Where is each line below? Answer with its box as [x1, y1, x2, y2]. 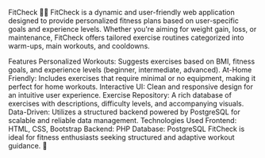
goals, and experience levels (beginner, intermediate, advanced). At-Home [8, 65, 252, 75]
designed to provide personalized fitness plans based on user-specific [8, 16, 240, 25]
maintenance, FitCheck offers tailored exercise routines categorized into [8, 33, 244, 42]
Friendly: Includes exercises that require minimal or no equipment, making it [8, 74, 256, 83]
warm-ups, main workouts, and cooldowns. [8, 41, 151, 51]
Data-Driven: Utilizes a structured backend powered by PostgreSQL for [8, 107, 240, 117]
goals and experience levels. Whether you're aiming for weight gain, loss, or [8, 25, 257, 33]
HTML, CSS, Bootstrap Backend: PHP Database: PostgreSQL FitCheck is [8, 124, 245, 133]
